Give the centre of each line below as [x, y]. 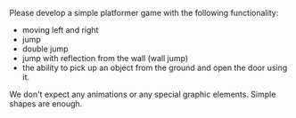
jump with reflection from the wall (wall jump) [105, 58]
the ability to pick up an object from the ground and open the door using [155, 67]
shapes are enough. [46, 104]
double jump [45, 49]
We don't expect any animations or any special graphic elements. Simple [143, 94]
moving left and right [60, 30]
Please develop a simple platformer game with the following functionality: [144, 13]
